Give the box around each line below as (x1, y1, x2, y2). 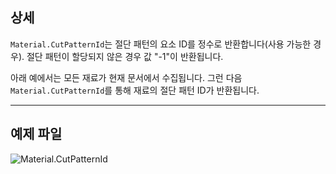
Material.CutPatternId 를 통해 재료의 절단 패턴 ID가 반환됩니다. (10, 84, 260, 96)
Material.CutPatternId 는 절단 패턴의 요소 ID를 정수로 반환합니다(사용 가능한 (10, 38, 312, 50)
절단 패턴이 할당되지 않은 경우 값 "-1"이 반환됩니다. (26, 50, 224, 62)
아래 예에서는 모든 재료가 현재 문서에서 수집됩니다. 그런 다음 (10, 71, 243, 83)
